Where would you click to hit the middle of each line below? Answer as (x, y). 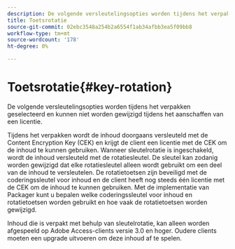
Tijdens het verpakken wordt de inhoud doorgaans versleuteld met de (108, 135)
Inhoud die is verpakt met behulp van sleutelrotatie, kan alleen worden (108, 223)
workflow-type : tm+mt (39, 33)
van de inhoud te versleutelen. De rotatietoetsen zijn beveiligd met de (107, 172)
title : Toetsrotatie (37, 20)
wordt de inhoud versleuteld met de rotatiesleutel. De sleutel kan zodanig (113, 157)
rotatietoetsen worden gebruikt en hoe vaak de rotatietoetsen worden (107, 202)
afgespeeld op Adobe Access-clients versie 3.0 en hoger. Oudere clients (112, 230)
